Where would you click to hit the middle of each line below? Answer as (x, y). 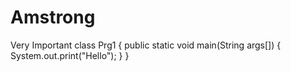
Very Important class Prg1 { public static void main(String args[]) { (146, 45)
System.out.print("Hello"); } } (70, 55)
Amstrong (53, 17)
